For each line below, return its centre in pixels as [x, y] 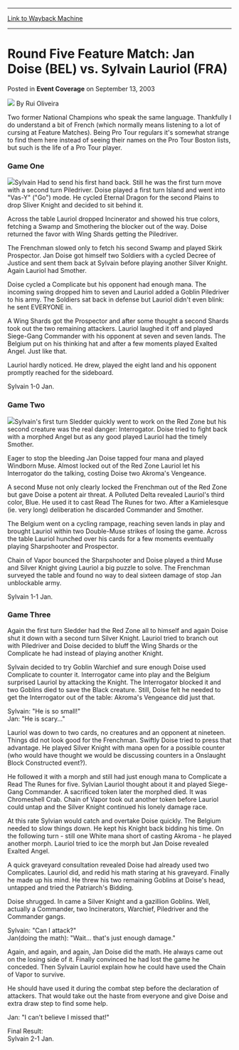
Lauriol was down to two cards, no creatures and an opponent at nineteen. [117, 732]
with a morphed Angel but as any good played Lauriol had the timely [107, 436]
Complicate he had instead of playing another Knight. [85, 653]
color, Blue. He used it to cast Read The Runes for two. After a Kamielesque [118, 502]
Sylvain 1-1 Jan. [30, 597]
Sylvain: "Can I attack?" [42, 930]
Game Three [29, 615]
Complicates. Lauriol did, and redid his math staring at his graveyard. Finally [118, 872]
